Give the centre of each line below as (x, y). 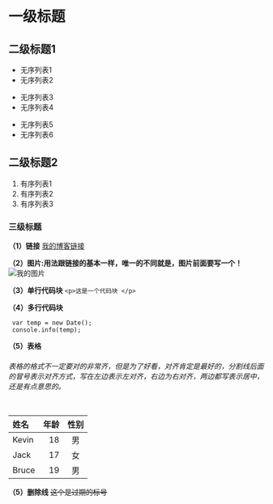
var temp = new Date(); (52, 323)
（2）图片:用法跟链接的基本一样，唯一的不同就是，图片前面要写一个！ (126, 263)
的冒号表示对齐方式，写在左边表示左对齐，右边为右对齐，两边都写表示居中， (136, 376)
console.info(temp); (47, 330)
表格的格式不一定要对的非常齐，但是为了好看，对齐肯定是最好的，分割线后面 (136, 366)
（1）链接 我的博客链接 (47, 246)
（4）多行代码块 (36, 307)
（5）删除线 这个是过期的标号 (58, 492)
